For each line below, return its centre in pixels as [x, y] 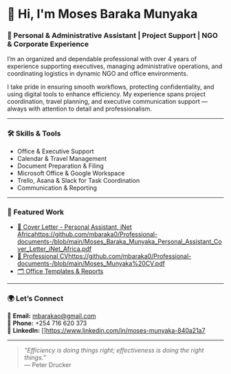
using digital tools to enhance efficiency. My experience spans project [107, 94]
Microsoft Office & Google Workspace [71, 173]
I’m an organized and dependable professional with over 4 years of [102, 59]
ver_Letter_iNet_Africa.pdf [54, 249]
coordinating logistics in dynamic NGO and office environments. [98, 74]
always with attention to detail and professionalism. [80, 109]
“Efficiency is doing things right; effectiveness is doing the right [114, 351]
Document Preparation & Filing [60, 166]
